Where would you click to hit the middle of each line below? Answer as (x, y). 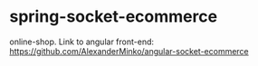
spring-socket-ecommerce (114, 17)
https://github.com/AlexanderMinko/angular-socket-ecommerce (129, 51)
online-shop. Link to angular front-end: (82, 42)
